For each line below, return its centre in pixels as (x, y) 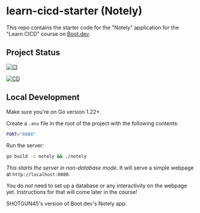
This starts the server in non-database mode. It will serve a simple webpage (100, 168)
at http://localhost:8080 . (38, 174)
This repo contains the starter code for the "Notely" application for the (93, 27)
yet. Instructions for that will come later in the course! (72, 192)
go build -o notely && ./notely (46, 156)
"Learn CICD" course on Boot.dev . (48, 33)
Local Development (43, 98)
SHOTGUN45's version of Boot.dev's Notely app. (67, 203)
